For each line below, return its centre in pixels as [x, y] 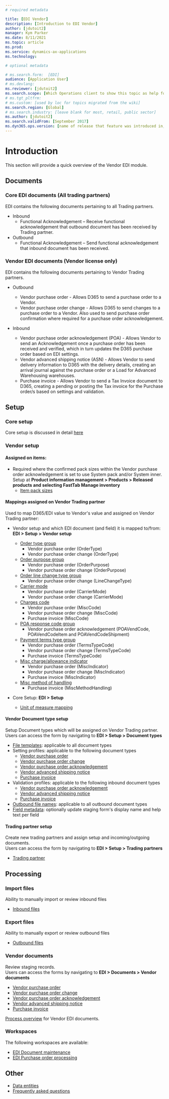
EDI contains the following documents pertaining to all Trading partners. [80, 206]
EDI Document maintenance [41, 1052]
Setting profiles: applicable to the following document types [74, 751]
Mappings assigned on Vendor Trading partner [55, 502]
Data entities [26, 1085]
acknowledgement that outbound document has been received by [88, 227]
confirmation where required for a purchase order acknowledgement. [92, 318]
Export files [20, 922]
